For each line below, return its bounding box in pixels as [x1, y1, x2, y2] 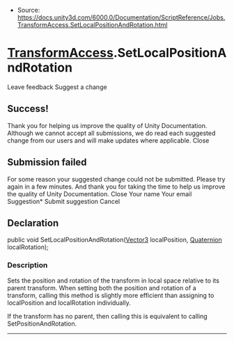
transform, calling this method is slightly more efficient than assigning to [7, 291, 214, 299]
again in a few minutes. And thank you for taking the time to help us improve [7, 182, 226, 191]
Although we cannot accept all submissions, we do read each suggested [7, 129, 216, 137]
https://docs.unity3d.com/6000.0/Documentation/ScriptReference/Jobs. [17, 13, 226, 22]
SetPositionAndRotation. [7, 319, 77, 328]
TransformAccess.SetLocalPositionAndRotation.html [17, 21, 168, 29]
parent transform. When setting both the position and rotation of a [7, 283, 196, 292]
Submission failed [7, 157, 87, 168]
